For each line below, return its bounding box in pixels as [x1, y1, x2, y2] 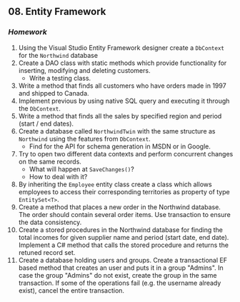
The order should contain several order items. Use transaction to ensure [18, 210, 231, 218]
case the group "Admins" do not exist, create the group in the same [18, 271, 217, 279]
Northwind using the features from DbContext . [18, 134, 151, 143]
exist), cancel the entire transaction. [18, 286, 124, 295]
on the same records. [18, 157, 81, 166]
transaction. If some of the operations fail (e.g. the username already [18, 278, 221, 287]
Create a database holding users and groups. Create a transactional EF [18, 256, 228, 264]
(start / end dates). [18, 119, 74, 128]
